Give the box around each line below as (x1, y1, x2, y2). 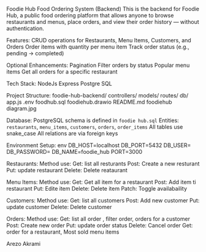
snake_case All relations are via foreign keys (6, 130, 118, 137)
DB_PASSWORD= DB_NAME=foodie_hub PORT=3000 (6, 148, 143, 155)
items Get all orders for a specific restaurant (6, 68, 118, 75)
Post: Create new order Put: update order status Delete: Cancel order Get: (6, 222, 193, 229)
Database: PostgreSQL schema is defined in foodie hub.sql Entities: (6, 116, 179, 124)
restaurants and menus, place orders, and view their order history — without (6, 18, 199, 25)
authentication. (6, 25, 45, 32)
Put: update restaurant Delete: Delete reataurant (6, 167, 128, 174)
